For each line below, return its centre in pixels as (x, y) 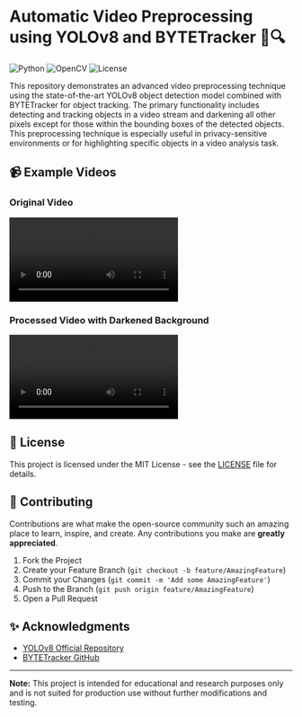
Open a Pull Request (60, 598)
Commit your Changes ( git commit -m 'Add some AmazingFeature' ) (147, 579)
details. (23, 474)
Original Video (41, 202)
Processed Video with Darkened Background (109, 320)
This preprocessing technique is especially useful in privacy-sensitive (138, 133)
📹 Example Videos (63, 173)
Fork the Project (52, 560)
